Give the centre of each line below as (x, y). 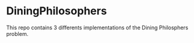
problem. (17, 33)
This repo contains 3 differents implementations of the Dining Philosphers (97, 27)
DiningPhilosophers (56, 11)
